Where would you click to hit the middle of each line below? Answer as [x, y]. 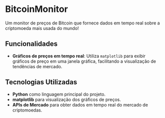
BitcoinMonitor [37, 9]
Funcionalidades [32, 44]
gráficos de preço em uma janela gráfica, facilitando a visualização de [84, 61]
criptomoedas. [27, 110]
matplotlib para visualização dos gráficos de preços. [67, 99]
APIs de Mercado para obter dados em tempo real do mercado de [80, 105]
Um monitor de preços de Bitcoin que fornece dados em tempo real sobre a [82, 23]
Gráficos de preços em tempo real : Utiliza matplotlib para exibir [79, 56]
